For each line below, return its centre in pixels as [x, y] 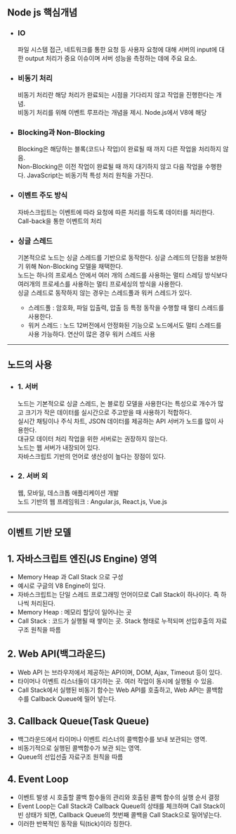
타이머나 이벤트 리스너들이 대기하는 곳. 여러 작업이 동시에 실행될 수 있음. [116, 681]
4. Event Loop [38, 779]
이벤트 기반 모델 [39, 532]
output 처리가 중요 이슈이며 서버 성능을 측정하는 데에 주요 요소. [111, 58]
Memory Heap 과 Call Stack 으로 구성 [70, 577]
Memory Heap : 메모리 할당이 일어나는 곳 [74, 612]
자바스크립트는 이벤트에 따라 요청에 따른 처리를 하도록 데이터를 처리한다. [116, 212]
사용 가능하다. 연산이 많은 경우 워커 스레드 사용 [92, 334]
